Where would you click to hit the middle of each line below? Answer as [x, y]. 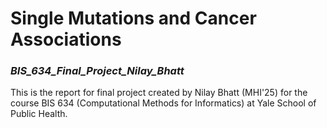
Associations [66, 39]
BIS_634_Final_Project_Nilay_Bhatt [97, 71]
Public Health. [39, 114]
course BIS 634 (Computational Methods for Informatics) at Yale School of [163, 103]
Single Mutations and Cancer [133, 18]
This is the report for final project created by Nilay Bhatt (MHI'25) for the [159, 93]
